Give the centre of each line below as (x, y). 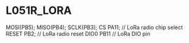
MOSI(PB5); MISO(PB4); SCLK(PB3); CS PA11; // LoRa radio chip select (94, 27)
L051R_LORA (39, 11)
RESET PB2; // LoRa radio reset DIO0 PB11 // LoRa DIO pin (78, 33)
